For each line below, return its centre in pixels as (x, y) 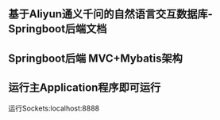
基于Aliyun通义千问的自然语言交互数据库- (110, 14)
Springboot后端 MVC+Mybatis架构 (95, 58)
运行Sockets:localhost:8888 (54, 108)
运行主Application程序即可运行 (85, 88)
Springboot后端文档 (58, 29)
